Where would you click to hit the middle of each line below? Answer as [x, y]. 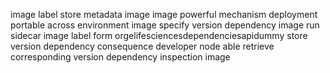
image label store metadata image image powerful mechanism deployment [164, 14]
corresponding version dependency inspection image [120, 57]
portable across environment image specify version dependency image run [165, 25]
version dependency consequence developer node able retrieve [142, 46]
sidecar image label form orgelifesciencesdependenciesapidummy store [159, 35]
